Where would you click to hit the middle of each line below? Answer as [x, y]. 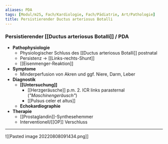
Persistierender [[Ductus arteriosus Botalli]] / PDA [67, 36]
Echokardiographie [40, 106]
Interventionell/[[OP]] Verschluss [53, 122]
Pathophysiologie [31, 47]
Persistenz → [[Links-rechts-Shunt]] [57, 58]
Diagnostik [24, 79]
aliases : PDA [19, 10]
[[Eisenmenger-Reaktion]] [46, 63]
